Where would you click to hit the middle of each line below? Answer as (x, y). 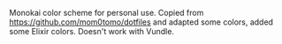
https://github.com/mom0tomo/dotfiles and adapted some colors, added (141, 22)
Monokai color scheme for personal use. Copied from (107, 13)
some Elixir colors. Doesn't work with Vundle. (92, 31)
